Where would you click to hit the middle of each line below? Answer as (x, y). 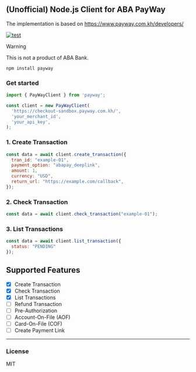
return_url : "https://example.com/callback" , (68, 182)
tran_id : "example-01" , (40, 160)
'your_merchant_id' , (36, 116)
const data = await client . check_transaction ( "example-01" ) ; (82, 214)
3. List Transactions (34, 229)
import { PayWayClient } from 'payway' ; (56, 95)
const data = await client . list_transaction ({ (64, 241)
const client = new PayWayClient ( (48, 105)
